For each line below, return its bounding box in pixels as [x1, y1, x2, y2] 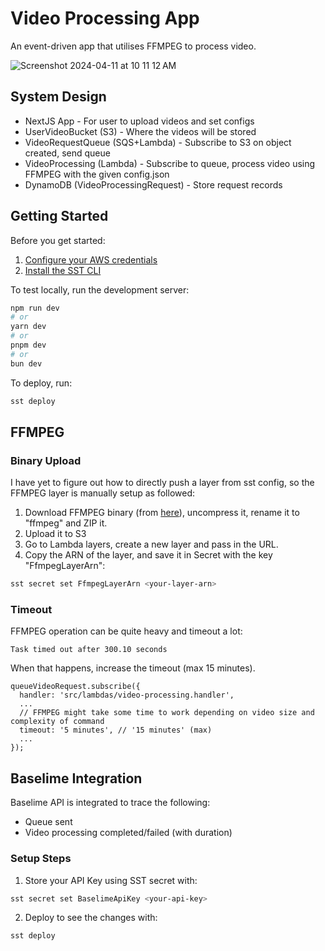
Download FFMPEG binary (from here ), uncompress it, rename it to [24, 507, 300, 519]
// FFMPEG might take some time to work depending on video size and [19, 708, 315, 718]
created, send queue [24, 147, 111, 159]
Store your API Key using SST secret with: [24, 874, 198, 886]
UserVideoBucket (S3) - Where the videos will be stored [24, 125, 257, 137]
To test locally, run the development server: [10, 283, 190, 296]
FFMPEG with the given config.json [24, 168, 170, 180]
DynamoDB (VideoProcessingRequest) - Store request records [24, 178, 283, 191]
